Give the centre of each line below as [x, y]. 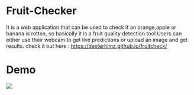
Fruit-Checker [41, 11]
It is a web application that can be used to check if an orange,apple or [91, 27]
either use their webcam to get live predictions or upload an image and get [97, 40]
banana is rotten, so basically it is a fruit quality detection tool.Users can [94, 33]
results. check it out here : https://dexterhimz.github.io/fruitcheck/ [87, 46]
